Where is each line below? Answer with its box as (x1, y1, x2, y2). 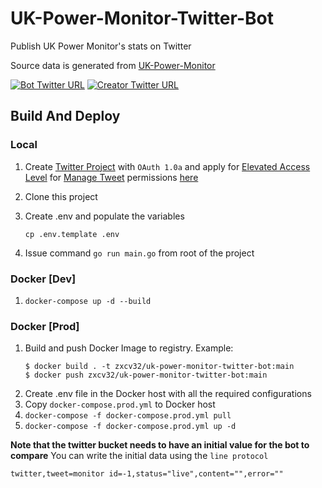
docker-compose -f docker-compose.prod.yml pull (24, 411, 232, 421)
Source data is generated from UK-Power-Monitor (10, 59, 216, 71)
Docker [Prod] (10, 319, 80, 333)
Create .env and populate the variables (24, 210, 185, 222)
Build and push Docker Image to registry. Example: (24, 342, 234, 354)
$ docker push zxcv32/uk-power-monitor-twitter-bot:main (24, 370, 268, 381)
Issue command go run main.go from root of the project (24, 247, 255, 259)
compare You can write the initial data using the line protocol (10, 450, 269, 462)
